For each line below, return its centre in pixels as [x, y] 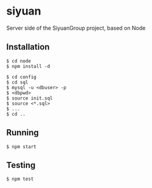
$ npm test [20, 179]
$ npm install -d [28, 66]
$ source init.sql [29, 98]
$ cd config [21, 77]
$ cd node [19, 61]
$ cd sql [17, 82]
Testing [21, 165]
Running [23, 133]
